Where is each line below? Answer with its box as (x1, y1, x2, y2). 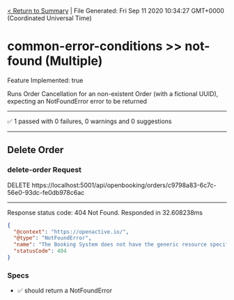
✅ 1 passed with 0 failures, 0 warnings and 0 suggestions (7, 117, 172, 125)
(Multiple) (45, 53, 103, 69)
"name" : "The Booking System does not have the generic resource (13, 241, 208, 248)
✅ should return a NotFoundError (17, 286, 113, 295)
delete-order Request (7, 165, 82, 175)
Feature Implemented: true (7, 76, 84, 84)
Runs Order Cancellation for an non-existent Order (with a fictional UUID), (7, 89, 219, 97)
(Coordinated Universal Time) (7, 14, 92, 22)
